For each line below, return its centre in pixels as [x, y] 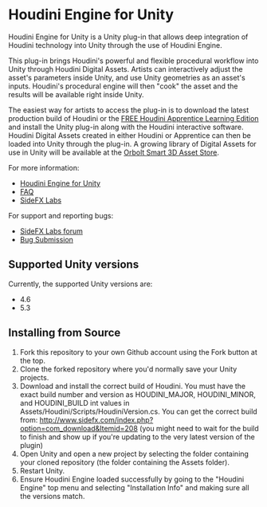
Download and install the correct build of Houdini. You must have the [133, 386]
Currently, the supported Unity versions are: [80, 284]
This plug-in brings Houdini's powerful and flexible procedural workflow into [133, 61]
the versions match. [52, 496]
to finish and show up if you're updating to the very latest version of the [137, 437]
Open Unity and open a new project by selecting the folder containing [134, 454]
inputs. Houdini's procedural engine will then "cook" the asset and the [123, 86]
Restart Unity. [42, 470]
